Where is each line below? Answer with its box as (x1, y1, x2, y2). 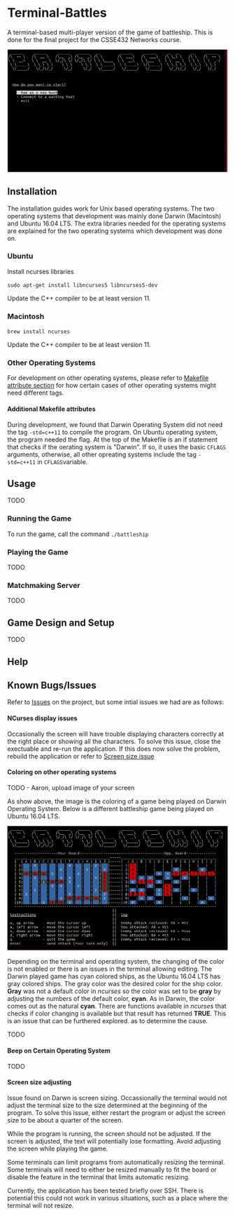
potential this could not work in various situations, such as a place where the (7, 1193, 228, 1202)
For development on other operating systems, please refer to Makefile (7, 374, 209, 382)
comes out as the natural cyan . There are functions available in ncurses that (7, 1002, 227, 1011)
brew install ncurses (7, 328, 71, 335)
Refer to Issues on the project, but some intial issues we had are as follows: (7, 698, 225, 706)
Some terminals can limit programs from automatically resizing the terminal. (7, 1158, 225, 1166)
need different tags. (7, 388, 64, 397)
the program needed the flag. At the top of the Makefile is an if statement (7, 435, 218, 444)
